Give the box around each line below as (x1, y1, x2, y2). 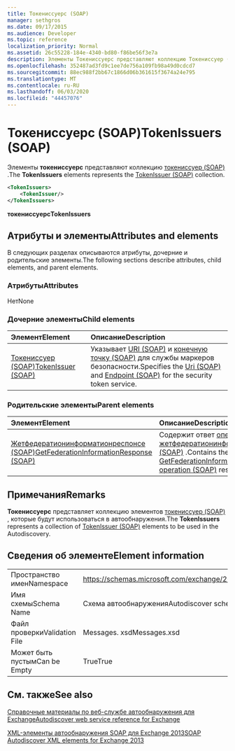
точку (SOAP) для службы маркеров (90, 353, 215, 363)
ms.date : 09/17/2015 (7, 23, 68, 30)
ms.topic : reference (7, 36, 68, 43)
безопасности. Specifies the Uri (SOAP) (90, 361, 222, 371)
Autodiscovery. (7, 530, 51, 538)
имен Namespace (10, 578, 69, 588)
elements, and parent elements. (7, 263, 99, 272)
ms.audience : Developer (7, 29, 77, 37)
